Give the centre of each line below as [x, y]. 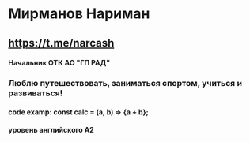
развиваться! [36, 93]
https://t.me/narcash [61, 43]
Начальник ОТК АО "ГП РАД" [59, 63]
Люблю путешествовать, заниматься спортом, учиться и [125, 84]
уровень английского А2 [51, 130]
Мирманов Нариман [79, 14]
